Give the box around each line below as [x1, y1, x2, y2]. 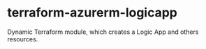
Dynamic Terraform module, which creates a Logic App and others [7, 28, 199, 36]
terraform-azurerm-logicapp [7, 5, 178, 21]
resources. [7, 35, 38, 43]
